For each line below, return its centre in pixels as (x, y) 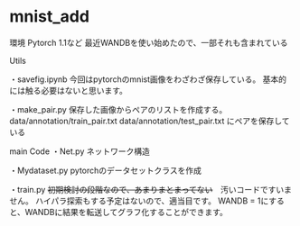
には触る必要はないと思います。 (69, 90)
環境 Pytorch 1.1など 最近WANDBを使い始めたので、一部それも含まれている (149, 42)
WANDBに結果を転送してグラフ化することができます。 (127, 212)
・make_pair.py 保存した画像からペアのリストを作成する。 (118, 109)
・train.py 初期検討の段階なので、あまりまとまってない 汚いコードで (139, 189)
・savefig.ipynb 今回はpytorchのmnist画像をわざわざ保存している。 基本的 (148, 79)
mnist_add (50, 17)
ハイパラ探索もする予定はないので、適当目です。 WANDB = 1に (152, 201)
